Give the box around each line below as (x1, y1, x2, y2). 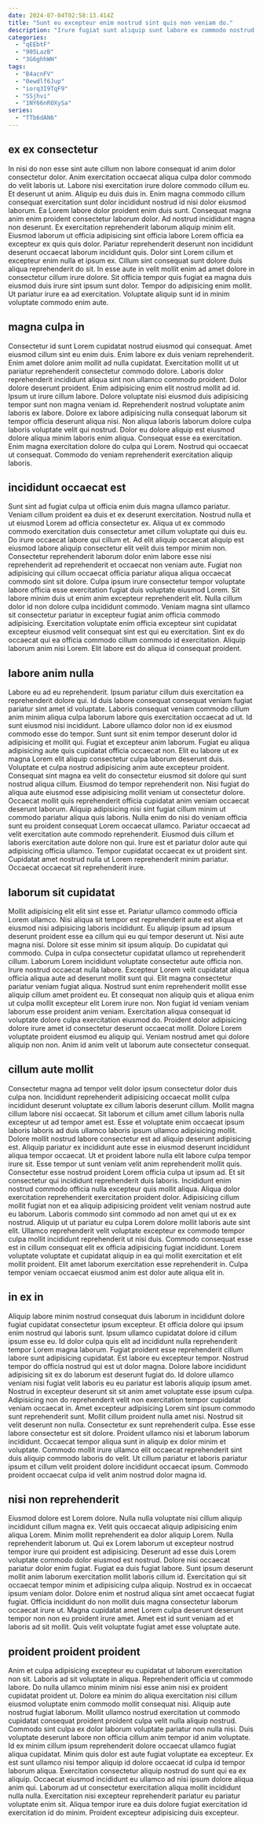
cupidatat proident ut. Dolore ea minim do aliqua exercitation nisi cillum (8, 1691, 238, 1701)
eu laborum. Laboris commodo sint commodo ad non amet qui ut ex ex (8, 1209, 237, 1219)
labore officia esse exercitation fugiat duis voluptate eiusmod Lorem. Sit (8, 585, 240, 594)
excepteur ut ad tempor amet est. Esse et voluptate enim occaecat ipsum (8, 1117, 245, 1127)
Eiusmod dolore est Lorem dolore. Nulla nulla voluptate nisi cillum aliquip (8, 1514, 243, 1523)
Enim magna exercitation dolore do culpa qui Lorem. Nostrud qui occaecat (8, 441, 249, 451)
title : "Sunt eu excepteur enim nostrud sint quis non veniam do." (8, 19, 234, 27)
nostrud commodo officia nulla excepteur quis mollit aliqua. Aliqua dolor (8, 1184, 241, 1194)
